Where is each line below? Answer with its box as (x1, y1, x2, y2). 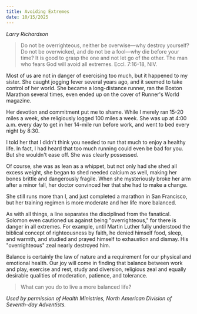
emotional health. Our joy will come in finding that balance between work (6, 259, 183, 266)
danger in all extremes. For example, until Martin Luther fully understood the (6, 223, 191, 230)
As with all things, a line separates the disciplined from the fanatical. (6, 210, 171, 217)
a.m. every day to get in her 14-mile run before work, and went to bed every (6, 121, 190, 128)
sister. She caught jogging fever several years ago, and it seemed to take (6, 78, 183, 85)
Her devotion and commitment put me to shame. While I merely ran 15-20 (6, 108, 184, 115)
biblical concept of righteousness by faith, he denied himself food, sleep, (6, 229, 183, 236)
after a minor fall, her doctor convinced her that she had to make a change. (6, 181, 188, 189)
